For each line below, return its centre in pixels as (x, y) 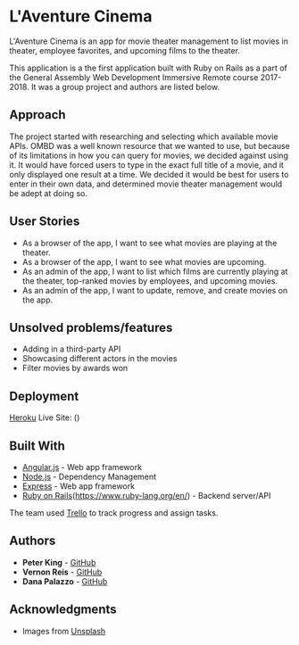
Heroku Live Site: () (45, 418)
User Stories (45, 222)
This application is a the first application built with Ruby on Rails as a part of (149, 68)
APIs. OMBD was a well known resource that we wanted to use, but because (149, 145)
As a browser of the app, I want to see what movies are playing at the (149, 243)
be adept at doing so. (48, 193)
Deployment (44, 396)
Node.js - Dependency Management (89, 476)
